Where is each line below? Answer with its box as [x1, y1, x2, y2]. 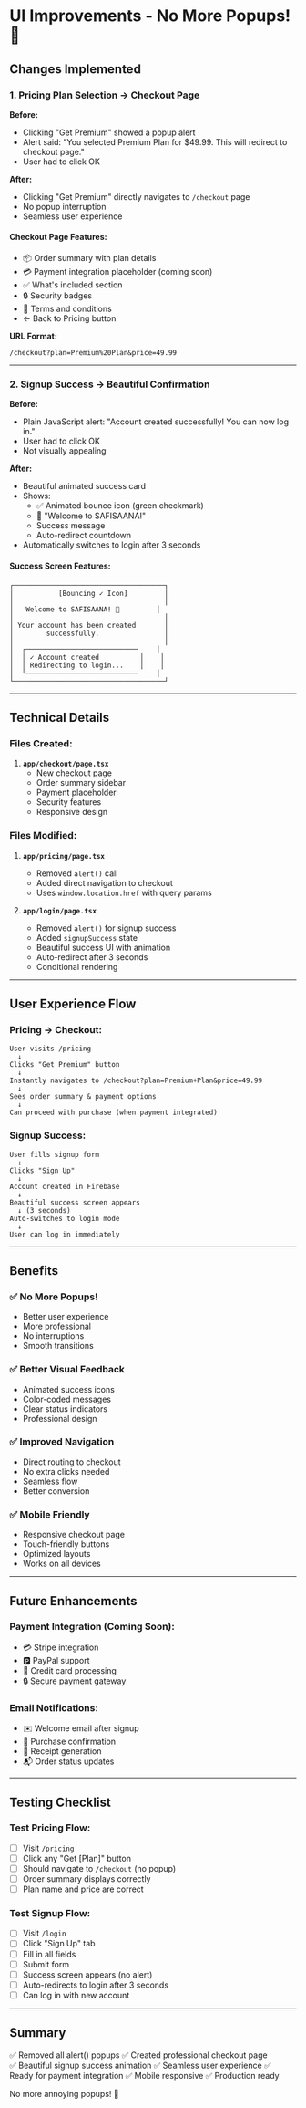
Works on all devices [22, 1558, 102, 1570]
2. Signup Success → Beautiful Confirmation [9, 378, 210, 391]
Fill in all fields [22, 1948, 76, 1959]
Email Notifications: [9, 1701, 98, 1714]
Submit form [22, 1958, 70, 1969]
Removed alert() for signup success [36, 923, 177, 934]
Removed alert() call [36, 868, 118, 879]
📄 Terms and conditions [22, 303, 112, 315]
